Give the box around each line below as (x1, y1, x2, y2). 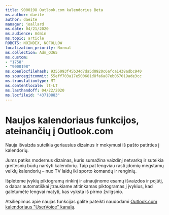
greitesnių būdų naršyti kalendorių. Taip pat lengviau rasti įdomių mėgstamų (5, 163, 164, 169)
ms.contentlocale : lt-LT (5, 83, 58, 88)
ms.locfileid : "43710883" (5, 93, 60, 98)
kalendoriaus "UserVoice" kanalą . (5, 204, 76, 210)
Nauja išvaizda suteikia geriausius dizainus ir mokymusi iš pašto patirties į (5, 142, 160, 148)
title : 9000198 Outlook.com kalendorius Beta (5, 7, 103, 13)
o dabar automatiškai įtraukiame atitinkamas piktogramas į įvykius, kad (5, 183, 153, 190)
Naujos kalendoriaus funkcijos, (5, 114, 139, 126)
